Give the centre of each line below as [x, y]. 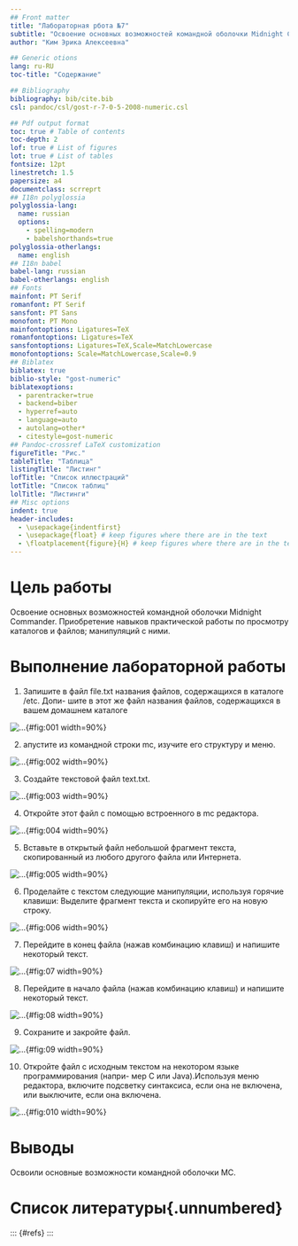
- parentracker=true [56, 396]
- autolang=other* [52, 428]
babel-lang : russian [48, 271]
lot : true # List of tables [62, 156]
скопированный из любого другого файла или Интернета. [132, 857]
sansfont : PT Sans [44, 313]
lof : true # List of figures [64, 148]
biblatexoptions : [42, 387]
